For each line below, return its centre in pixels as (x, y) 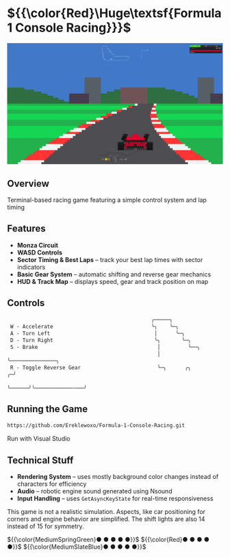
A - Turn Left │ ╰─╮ (98, 333)
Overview (28, 183)
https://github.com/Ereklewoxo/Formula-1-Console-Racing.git (96, 426)
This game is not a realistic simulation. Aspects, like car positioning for (106, 512)
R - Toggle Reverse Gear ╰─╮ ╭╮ (101, 367)
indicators (31, 267)
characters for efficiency (52, 484)
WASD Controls (40, 252)
